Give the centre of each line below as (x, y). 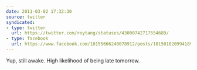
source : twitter (26, 17)
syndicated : (21, 22)
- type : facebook (27, 38)
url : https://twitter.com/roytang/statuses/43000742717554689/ (90, 33)
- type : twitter (26, 28)
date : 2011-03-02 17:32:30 (39, 11)
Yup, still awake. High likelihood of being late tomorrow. (73, 60)
